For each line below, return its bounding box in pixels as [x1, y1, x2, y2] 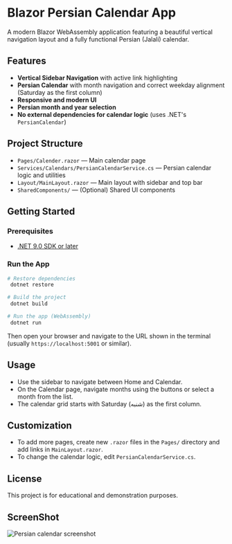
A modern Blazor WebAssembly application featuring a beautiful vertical [7, 28, 213, 36]
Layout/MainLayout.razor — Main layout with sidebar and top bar [17, 178, 203, 186]
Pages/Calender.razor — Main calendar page [17, 156, 146, 164]
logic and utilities [17, 171, 66, 179]
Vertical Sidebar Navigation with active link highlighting [17, 73, 178, 82]
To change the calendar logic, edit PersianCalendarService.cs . [17, 453, 196, 461]
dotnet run [10, 319, 42, 326]
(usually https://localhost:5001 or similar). [7, 339, 132, 347]
